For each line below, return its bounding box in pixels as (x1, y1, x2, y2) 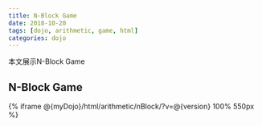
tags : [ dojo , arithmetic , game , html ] (8, 26, 138, 34)
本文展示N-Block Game (8, 57, 86, 66)
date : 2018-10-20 (8, 19, 67, 27)
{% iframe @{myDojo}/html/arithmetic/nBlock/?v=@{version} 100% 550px (8, 101, 255, 112)
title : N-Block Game (8, 11, 78, 20)
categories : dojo (8, 33, 67, 42)
